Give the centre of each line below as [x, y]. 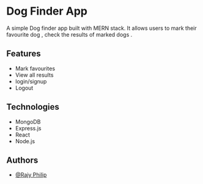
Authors [22, 160]
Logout [24, 88]
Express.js [28, 128]
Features [24, 54]
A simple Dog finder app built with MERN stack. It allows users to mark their [102, 28]
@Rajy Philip [31, 175]
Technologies [33, 107]
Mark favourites [35, 68]
